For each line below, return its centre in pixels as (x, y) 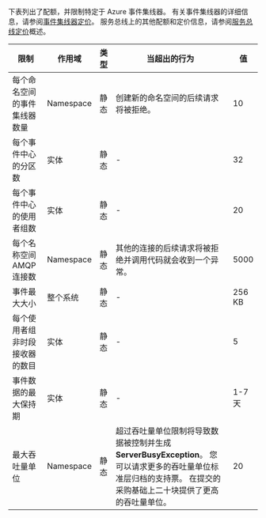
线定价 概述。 (29, 31)
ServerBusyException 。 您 (167, 455)
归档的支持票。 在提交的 (177, 478)
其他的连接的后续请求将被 (163, 248)
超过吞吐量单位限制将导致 (163, 431)
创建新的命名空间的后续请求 (167, 98)
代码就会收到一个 (179, 260)
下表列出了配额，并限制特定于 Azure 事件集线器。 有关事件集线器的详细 (125, 11)
